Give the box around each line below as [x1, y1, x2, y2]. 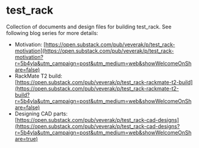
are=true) [14, 135, 38, 142]
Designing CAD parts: [14, 110, 68, 117]
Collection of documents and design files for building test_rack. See [6, 23, 172, 30]
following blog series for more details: [6, 29, 99, 36]
